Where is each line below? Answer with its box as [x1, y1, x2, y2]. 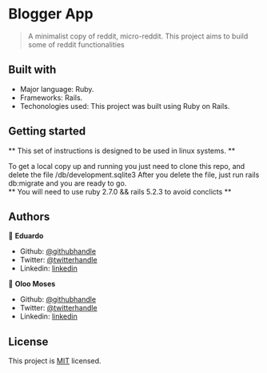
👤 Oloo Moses [8, 279, 56, 289]
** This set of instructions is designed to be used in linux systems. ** [8, 146, 236, 155]
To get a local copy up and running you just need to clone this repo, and [8, 161, 245, 170]
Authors [8, 210, 50, 223]
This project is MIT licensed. [8, 356, 102, 366]
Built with [8, 63, 57, 77]
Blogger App [8, 5, 94, 23]
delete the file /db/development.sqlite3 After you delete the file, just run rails [8, 170, 260, 179]
